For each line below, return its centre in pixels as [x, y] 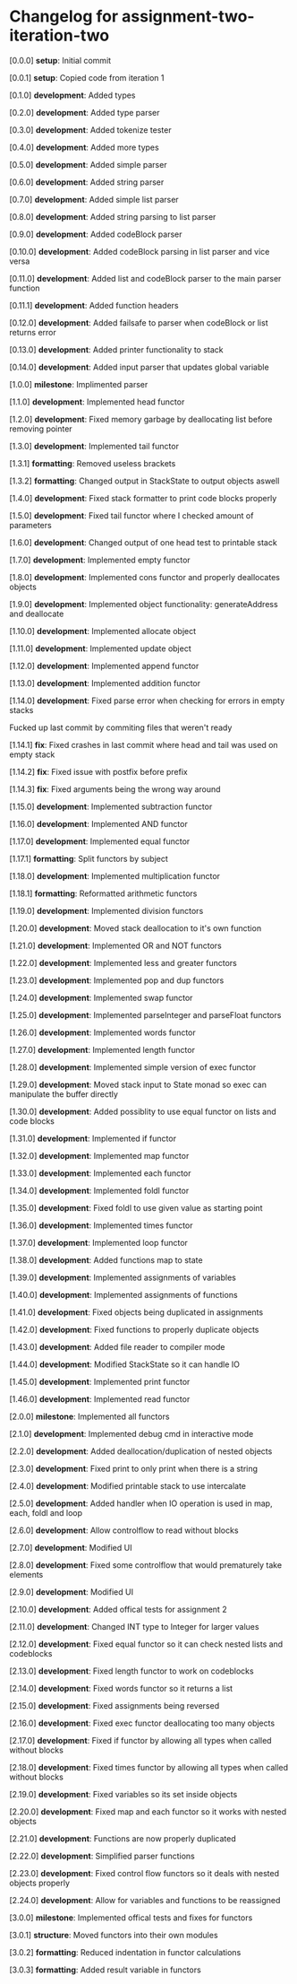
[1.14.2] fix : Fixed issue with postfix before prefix [98, 771]
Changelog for [64, 17]
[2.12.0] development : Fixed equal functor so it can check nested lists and [146, 1644]
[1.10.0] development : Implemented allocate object [103, 631]
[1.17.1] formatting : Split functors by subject [89, 858]
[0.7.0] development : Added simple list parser [94, 199]
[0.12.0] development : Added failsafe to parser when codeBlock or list [139, 322]
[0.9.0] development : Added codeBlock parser [96, 234]
